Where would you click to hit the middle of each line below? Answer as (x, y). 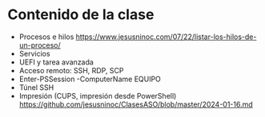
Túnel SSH (36, 87)
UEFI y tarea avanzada (56, 62)
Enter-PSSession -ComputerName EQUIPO (90, 79)
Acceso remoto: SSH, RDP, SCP (71, 70)
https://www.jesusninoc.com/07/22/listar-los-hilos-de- (166, 37)
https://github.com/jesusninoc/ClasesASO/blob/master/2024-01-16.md (136, 104)
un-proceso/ (40, 45)
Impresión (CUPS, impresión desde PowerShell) (98, 96)
